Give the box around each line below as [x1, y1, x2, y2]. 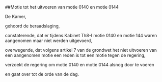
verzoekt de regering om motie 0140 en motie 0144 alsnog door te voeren [5, 62, 155, 67]
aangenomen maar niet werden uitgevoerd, [5, 38, 92, 43]
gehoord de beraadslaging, [5, 23, 60, 29]
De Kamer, [5, 14, 27, 19]
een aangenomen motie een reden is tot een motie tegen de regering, [5, 52, 146, 58]
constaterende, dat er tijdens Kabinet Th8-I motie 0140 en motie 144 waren [5, 33, 157, 38]
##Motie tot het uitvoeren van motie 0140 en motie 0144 [5, 4, 119, 10]
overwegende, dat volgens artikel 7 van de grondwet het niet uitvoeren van [5, 47, 157, 53]
